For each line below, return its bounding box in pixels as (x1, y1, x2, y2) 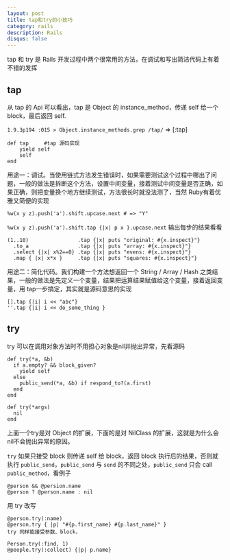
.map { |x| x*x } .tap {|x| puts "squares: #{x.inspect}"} (13, 254, 197, 261)
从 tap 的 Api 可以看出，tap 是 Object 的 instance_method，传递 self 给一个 (7, 103, 219, 111)
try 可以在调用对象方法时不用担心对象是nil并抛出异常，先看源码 (7, 342, 185, 350)
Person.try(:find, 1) (7, 540, 69, 547)
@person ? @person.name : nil (7, 488, 94, 496)
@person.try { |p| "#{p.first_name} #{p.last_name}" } (7, 521, 167, 528)
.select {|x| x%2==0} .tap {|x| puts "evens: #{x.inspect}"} (13, 248, 192, 256)
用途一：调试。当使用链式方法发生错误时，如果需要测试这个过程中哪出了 (7, 171, 211, 179)
